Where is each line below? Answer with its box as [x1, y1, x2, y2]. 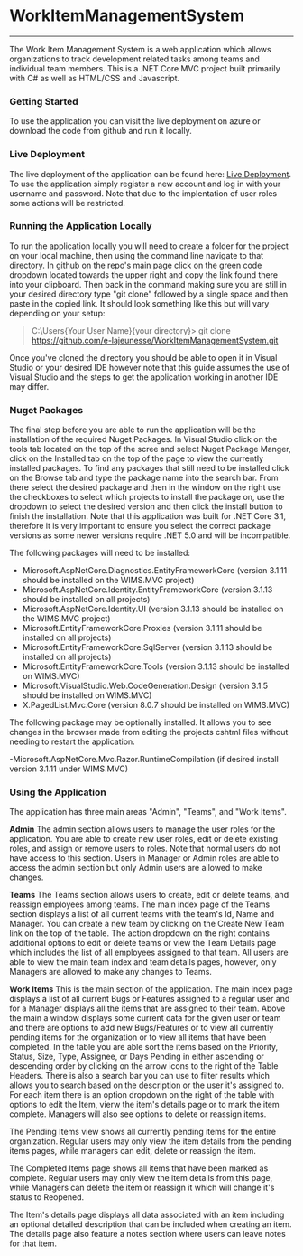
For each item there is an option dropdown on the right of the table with [9, 1090, 275, 1100]
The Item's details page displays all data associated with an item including [9, 1209, 285, 1221]
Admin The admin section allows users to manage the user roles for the [9, 824, 276, 835]
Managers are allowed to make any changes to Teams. [9, 967, 212, 977]
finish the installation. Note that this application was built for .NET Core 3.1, [9, 511, 287, 522]
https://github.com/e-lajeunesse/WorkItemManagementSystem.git [31, 335, 279, 345]
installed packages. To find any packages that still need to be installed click [9, 463, 290, 474]
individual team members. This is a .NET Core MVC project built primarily [9, 62, 281, 73]
